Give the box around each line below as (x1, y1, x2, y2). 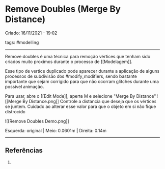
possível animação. (5, 84, 44, 89)
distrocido (5, 108, 26, 114)
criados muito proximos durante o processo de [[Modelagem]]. (5, 59, 133, 64)
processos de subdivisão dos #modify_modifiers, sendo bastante (5, 73, 137, 79)
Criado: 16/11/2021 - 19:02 (5, 30, 57, 36)
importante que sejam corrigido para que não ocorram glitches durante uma (5, 78, 159, 84)
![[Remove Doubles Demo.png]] (5, 118, 70, 124)
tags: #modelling (5, 39, 39, 45)
